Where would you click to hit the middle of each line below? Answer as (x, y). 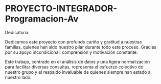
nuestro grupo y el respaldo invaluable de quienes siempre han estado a (78, 72)
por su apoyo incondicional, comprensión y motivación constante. (71, 52)
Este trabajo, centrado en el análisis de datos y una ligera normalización (78, 62)
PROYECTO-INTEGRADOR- (61, 9)
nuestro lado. (18, 77)
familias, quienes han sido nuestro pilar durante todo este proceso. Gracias (81, 47)
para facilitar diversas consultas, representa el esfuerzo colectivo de (74, 67)
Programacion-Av (42, 19)
